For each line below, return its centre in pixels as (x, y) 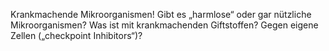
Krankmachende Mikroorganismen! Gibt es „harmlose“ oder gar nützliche (161, 14)
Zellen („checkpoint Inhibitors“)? (76, 35)
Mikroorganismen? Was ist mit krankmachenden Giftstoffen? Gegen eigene (164, 25)
